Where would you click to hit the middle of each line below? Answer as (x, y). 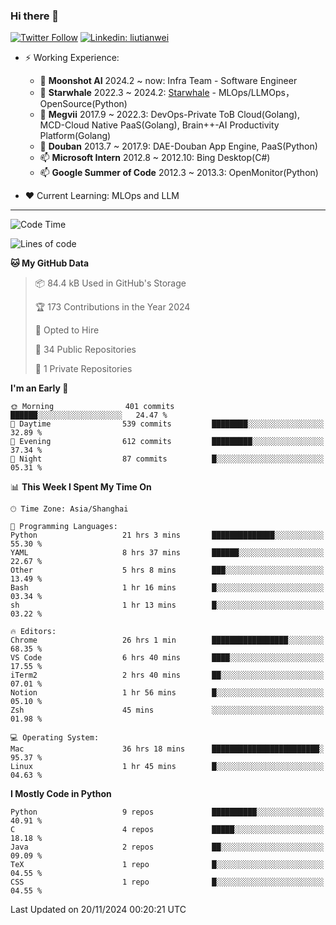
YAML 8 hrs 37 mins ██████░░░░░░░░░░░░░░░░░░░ (167, 553)
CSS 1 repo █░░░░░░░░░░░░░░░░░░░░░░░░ (167, 882)
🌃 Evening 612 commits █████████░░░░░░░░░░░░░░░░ (167, 442)
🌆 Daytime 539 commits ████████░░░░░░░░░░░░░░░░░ (167, 424)
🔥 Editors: (33, 632)
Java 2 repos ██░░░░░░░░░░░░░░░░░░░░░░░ (167, 847)
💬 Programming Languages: (64, 527)
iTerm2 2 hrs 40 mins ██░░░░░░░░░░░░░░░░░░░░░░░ (167, 675)
